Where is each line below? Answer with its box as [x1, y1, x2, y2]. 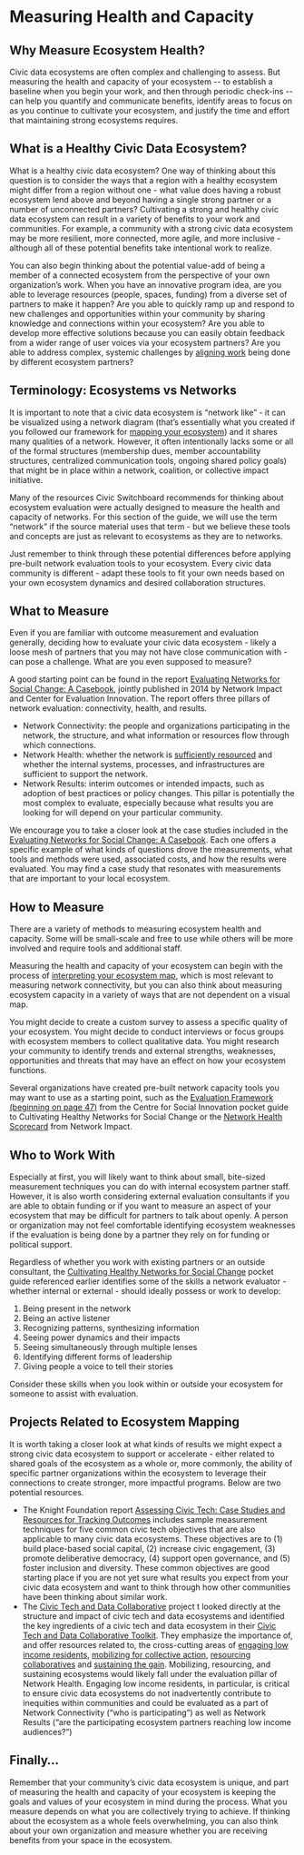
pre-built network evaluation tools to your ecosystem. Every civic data [9, 557, 272, 568]
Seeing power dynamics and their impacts [22, 1332, 181, 1343]
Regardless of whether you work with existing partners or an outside [9, 1257, 266, 1268]
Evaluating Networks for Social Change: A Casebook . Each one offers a [9, 834, 277, 845]
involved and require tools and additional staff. [9, 942, 183, 954]
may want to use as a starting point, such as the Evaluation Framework [9, 1092, 274, 1103]
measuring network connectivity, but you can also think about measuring [9, 980, 283, 991]
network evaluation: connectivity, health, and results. [9, 703, 207, 714]
